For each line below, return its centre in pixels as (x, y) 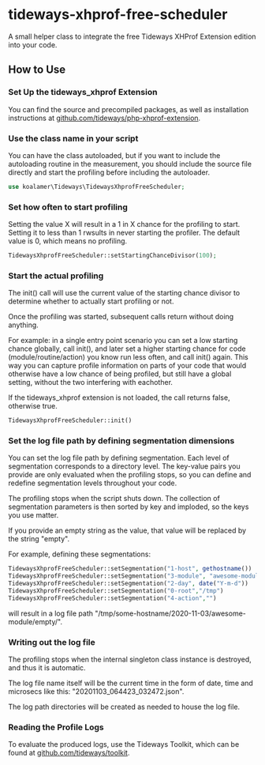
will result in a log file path (50, 613)
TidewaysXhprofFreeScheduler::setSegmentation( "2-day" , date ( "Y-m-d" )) (128, 584)
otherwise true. (33, 406)
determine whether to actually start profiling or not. (91, 301)
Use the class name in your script (73, 138)
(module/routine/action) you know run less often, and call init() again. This (128, 357)
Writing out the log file (52, 642)
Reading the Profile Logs (56, 727)
